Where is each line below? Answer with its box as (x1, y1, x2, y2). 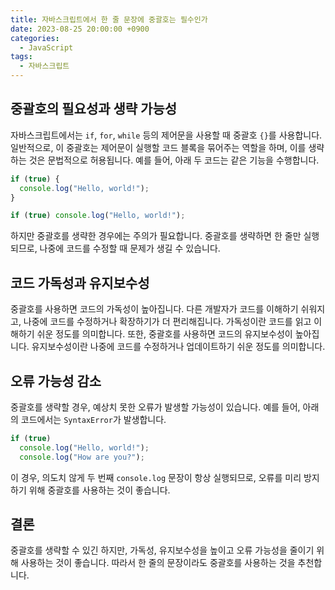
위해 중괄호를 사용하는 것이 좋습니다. (28, 484, 171, 496)
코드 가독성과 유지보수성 (10, 274, 150, 291)
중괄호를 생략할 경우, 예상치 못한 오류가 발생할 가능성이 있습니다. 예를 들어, (10, 401, 301, 413)
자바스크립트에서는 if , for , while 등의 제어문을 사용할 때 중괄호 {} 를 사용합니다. (10, 129, 323, 141)
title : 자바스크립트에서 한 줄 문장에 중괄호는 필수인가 (10, 14, 208, 25)
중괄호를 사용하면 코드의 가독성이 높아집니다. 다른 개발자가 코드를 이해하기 (10, 303, 299, 315)
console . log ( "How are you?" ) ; (19, 452, 145, 462)
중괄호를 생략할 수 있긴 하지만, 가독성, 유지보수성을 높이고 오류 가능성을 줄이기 (10, 544, 315, 556)
